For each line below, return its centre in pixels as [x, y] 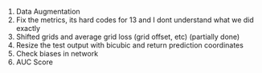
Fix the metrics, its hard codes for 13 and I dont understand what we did [135, 20]
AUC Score [35, 62]
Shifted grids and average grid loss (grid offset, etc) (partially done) [128, 36]
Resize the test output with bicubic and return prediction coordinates [129, 45]
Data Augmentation [48, 12]
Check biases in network [57, 54]
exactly [28, 28]
